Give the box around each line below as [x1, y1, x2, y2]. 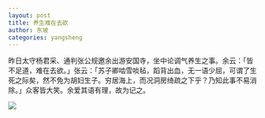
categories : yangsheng [8, 33, 83, 42]
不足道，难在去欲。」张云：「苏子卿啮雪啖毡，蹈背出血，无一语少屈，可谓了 [8, 66, 250, 76]
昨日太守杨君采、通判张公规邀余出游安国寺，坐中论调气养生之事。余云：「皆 [8, 56, 254, 65]
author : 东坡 [8, 26, 49, 34]
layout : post [8, 11, 51, 20]
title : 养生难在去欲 [8, 19, 69, 27]
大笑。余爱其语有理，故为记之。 [46, 86, 150, 95]
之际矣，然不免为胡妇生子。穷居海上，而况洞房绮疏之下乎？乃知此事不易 [14, 76, 250, 85]
